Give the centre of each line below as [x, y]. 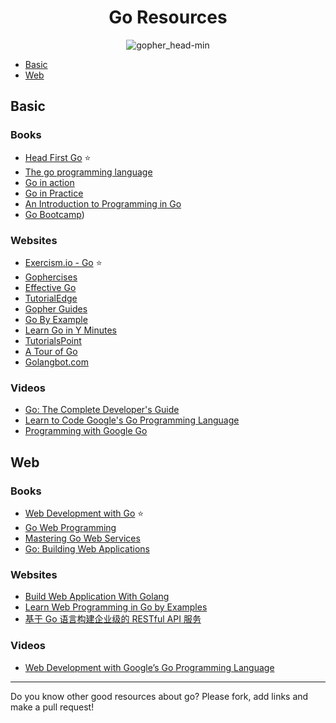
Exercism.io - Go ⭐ [63, 262]
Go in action [49, 182]
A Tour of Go [51, 351]
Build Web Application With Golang [97, 597]
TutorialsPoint [53, 340]
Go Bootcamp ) [54, 214]
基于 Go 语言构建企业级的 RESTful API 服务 [113, 619]
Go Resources [168, 17]
